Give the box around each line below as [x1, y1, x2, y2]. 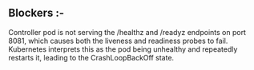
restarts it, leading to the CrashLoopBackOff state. [8, 52, 175, 62]
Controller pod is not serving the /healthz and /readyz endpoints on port [8, 27, 247, 37]
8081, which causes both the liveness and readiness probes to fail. [8, 36, 228, 45]
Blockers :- [8, 6, 65, 20]
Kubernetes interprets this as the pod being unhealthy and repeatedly [8, 44, 238, 54]
